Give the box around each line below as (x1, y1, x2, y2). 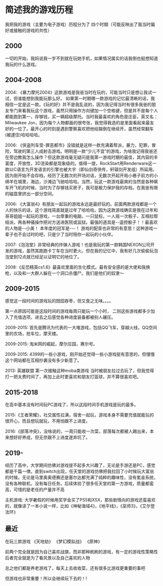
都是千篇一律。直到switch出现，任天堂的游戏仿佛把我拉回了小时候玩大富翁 (5, 469, 154, 474)
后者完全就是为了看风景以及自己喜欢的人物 (5, 554, 90, 561)
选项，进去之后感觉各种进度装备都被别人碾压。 (21, 314, 115, 320)
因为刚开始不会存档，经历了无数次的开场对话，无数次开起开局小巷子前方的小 (5, 172, 158, 178)
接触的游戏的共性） (13, 27, 52, 33)
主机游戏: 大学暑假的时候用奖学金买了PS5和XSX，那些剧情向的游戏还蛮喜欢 (5, 497, 156, 502)
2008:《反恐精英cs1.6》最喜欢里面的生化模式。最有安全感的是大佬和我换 (5, 264, 150, 270)
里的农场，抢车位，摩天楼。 (5, 331, 61, 336)
